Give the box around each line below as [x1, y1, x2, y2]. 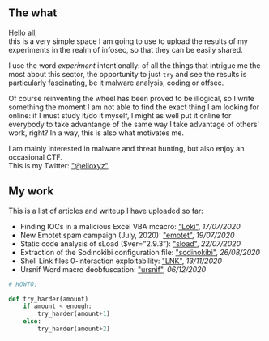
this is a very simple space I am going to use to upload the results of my [8, 36, 249, 46]
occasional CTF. [8, 152, 63, 162]
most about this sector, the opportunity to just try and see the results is [8, 69, 247, 79]
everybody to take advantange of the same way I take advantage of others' [8, 119, 260, 129]
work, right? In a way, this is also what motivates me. [8, 128, 185, 138]
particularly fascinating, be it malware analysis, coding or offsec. [8, 78, 224, 87]
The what [8, 6, 58, 20]
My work [8, 185, 54, 198]
